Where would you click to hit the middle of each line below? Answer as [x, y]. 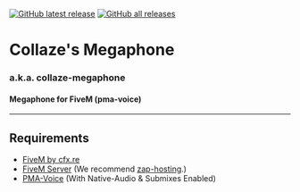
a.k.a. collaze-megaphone [67, 78]
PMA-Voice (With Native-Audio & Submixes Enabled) [119, 179]
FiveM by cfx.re [51, 160]
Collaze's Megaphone [92, 50]
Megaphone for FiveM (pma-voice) [75, 99]
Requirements [49, 138]
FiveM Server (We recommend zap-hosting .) [104, 169]
